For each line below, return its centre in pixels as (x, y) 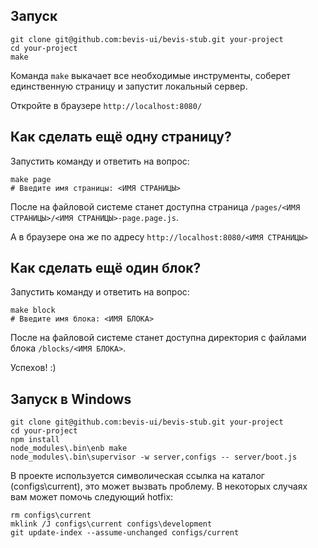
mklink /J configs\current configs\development (111, 524)
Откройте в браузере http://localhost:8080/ (106, 105)
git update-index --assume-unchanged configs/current (125, 533)
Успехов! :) (33, 368)
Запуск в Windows (71, 399)
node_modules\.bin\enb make (69, 449)
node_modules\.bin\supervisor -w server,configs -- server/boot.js (154, 457)
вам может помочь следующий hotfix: (92, 497)
